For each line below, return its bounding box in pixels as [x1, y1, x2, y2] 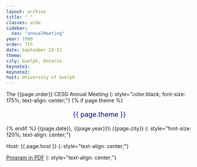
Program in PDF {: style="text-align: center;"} [6, 154, 117, 161]
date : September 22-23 [6, 47, 62, 53]
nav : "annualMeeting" [11, 31, 65, 37]
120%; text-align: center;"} [6, 131, 71, 138]
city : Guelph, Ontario [6, 58, 62, 64]
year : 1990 [6, 36, 33, 42]
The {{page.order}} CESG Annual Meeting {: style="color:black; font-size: [6, 91, 186, 98]
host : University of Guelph [6, 74, 76, 80]
